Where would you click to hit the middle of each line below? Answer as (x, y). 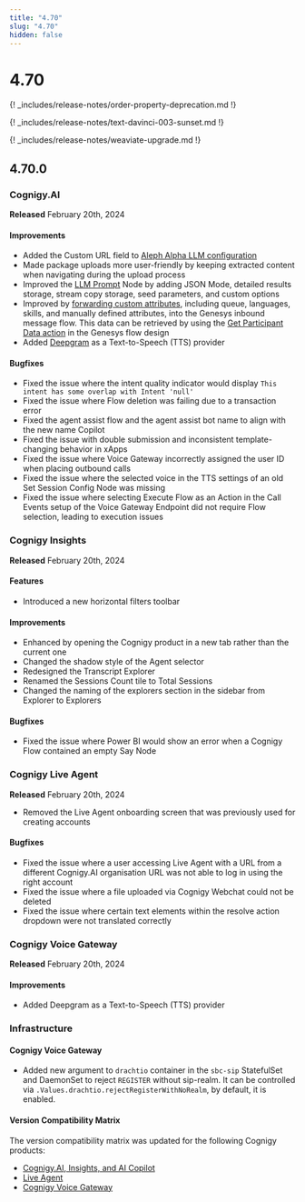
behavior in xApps (93, 449)
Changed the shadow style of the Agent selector (113, 662)
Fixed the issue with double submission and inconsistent (128, 440)
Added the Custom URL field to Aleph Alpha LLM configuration (139, 255)
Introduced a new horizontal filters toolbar (101, 601)
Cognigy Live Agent (54, 775)
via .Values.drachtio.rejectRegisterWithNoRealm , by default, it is (144, 1090)
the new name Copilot (64, 430)
